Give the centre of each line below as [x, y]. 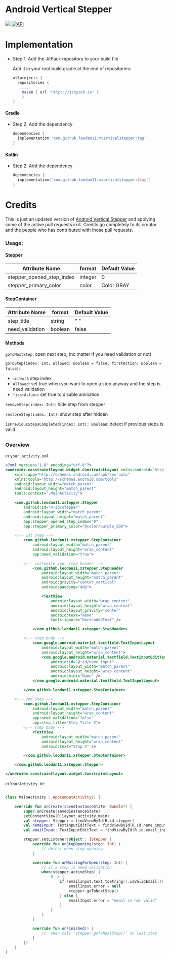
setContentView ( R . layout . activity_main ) [67, 816]
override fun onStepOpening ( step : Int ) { [77, 844]
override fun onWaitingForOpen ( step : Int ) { [80, 862]
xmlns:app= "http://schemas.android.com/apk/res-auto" [72, 474]
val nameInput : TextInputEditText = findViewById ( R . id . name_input [95, 825]
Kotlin [12, 154]
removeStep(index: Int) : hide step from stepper [55, 405]
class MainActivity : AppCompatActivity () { [53, 797]
